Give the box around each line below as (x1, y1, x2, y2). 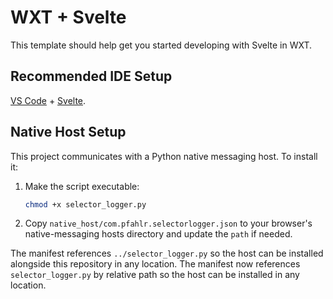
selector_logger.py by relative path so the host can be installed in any (10, 269, 300, 281)
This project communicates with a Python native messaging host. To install (10, 150, 318, 162)
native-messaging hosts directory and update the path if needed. (24, 228, 293, 240)
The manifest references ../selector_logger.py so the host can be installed (10, 247, 324, 260)
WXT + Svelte (10, 6, 127, 29)
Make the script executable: (24, 180, 140, 192)
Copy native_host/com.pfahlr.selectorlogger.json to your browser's (24, 217, 313, 230)
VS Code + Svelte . (10, 94, 87, 106)
